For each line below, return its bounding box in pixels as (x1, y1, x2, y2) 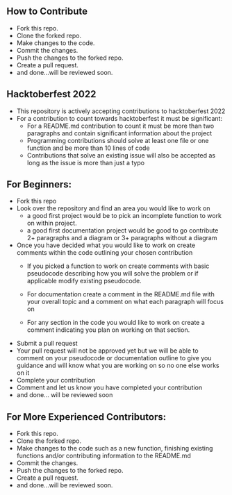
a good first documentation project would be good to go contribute (26, 226, 219, 235)
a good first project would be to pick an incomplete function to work (26, 212, 222, 220)
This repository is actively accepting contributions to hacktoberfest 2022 (16, 107, 226, 115)
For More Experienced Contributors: (6, 411, 167, 423)
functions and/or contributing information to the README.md (16, 451, 192, 460)
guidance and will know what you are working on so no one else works (16, 361, 219, 370)
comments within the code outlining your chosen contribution (16, 249, 193, 257)
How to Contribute (6, 6, 88, 17)
